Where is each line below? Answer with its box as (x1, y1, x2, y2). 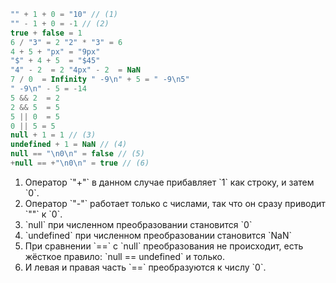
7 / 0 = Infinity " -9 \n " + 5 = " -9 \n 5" (10, 75, 190, 85)
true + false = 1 (10, 28, 83, 38)
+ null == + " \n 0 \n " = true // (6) (10, 158, 150, 168)
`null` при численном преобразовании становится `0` (24, 218, 253, 230)
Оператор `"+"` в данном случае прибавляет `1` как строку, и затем (24, 176, 315, 188)
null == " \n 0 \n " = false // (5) (10, 149, 145, 159)
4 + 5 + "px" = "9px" (10, 46, 101, 57)
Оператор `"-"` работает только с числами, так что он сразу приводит (24, 197, 326, 209)
